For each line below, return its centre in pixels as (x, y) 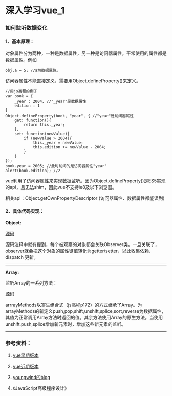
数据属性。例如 (21, 60)
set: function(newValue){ (42, 134)
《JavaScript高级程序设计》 (41, 388)
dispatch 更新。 (22, 257)
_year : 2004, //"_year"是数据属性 (50, 101)
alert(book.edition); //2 (33, 171)
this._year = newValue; (58, 143)
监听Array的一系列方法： (31, 282)
